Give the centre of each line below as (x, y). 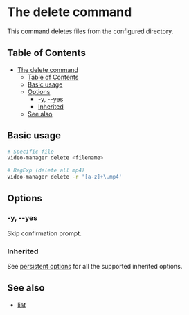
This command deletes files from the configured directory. (90, 31)
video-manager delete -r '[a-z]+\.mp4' (65, 177)
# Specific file (30, 152)
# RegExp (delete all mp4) (46, 170)
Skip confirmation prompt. (44, 233)
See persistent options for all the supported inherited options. (95, 267)
